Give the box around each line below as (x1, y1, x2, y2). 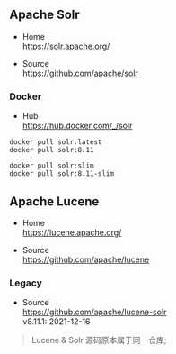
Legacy (9, 277, 43, 289)
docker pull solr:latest (9, 138, 102, 147)
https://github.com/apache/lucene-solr (22, 306, 167, 318)
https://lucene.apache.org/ (22, 227, 122, 238)
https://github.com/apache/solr (22, 68, 139, 78)
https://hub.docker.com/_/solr (22, 121, 133, 132)
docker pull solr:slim (9, 161, 94, 170)
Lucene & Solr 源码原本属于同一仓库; (31, 335, 167, 346)
